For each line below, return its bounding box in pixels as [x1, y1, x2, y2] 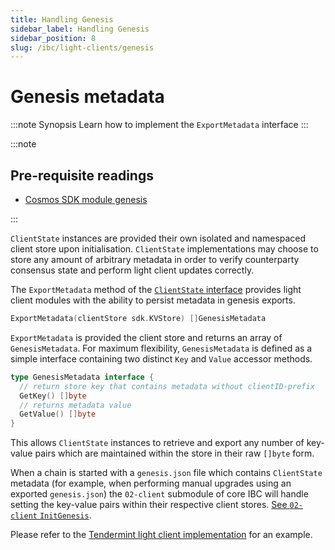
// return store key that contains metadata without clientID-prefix [19, 381, 315, 391]
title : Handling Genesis [10, 14, 114, 25]
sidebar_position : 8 [10, 33, 97, 43]
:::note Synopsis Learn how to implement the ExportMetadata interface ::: [10, 119, 309, 131]
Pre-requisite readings [10, 167, 154, 184]
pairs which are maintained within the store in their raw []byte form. [34, 447, 315, 460]
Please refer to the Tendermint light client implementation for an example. [10, 529, 313, 541]
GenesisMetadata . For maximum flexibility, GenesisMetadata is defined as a [10, 342, 313, 354]
